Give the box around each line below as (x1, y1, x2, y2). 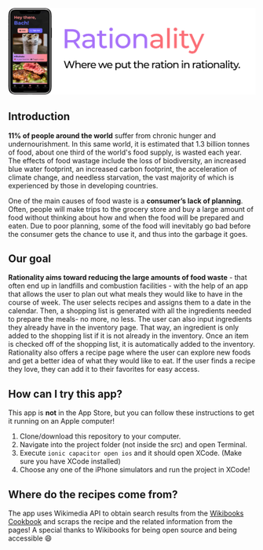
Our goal (8, 252, 52, 265)
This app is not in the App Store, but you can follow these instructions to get (8, 408, 255, 417)
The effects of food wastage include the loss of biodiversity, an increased (8, 155, 247, 165)
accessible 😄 (8, 534, 53, 543)
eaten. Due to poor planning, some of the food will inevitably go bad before (8, 220, 251, 231)
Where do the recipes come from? (8, 487, 178, 501)
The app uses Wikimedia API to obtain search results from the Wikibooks (8, 508, 244, 518)
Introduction (8, 110, 71, 123)
